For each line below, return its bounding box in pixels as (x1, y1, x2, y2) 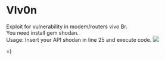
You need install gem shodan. (6, 29, 79, 36)
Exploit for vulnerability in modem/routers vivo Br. (6, 23, 128, 30)
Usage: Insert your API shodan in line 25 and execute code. (6, 36, 152, 43)
